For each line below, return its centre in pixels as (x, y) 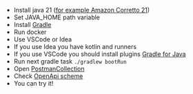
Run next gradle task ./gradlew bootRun (70, 61)
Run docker (30, 32)
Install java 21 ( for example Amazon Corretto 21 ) (82, 10)
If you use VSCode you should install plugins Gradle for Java (100, 54)
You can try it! (33, 83)
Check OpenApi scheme (48, 76)
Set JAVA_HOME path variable (57, 17)
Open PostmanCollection (49, 69)
